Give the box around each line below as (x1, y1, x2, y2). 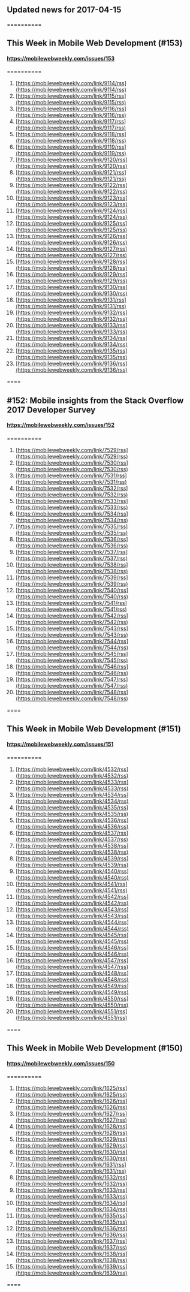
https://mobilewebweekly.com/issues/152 (7, 421, 115, 429)
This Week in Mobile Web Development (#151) (7, 724, 182, 734)
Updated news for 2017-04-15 (7, 5, 122, 15)
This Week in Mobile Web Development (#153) (7, 38, 183, 49)
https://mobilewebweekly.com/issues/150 (7, 1059, 115, 1067)
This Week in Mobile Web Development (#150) (7, 1043, 183, 1053)
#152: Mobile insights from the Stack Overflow (7, 395, 184, 405)
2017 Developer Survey (7, 405, 96, 415)
